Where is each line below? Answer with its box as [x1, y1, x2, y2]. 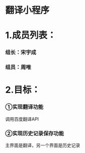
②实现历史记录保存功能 [5, 130, 64, 137]
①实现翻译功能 [5, 104, 44, 111]
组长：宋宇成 [5, 49, 37, 56]
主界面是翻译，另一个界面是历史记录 [5, 142, 80, 148]
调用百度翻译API [5, 116, 39, 122]
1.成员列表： [5, 30, 56, 41]
